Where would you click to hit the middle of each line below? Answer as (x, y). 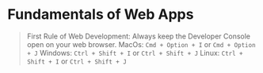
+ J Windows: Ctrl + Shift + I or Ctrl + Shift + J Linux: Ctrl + (135, 53)
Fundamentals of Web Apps (101, 15)
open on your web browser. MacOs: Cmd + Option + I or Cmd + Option (141, 44)
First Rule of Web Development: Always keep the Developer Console (139, 36)
